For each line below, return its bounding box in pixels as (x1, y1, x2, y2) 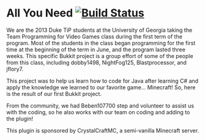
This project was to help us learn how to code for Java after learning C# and (6, 77, 199, 84)
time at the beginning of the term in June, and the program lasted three (6, 46, 185, 53)
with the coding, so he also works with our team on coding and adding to (6, 108, 190, 116)
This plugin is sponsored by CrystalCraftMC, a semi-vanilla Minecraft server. (6, 127, 199, 134)
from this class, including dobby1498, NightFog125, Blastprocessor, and (6, 59, 187, 66)
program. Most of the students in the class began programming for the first (6, 39, 196, 46)
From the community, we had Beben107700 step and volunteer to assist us (6, 101, 195, 109)
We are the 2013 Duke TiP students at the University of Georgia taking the (6, 26, 193, 34)
